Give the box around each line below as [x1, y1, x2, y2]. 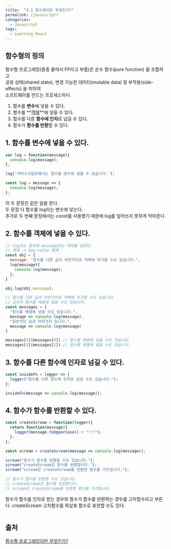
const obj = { [5, 252, 36, 258]
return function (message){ [10, 425, 68, 430]
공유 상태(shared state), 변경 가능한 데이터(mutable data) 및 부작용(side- [5, 79, 154, 85]
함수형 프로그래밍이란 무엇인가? [5, 538, 68, 544]
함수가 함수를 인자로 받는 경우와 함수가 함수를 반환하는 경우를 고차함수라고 [5, 496, 154, 502]
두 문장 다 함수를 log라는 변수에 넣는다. [5, 206, 83, 212]
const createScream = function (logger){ [5, 420, 93, 425]
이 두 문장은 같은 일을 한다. [5, 200, 59, 206]
